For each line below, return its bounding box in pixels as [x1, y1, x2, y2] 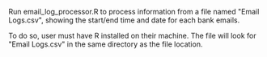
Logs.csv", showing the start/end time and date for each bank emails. [8, 15, 240, 25]
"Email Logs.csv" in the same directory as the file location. [8, 39, 203, 49]
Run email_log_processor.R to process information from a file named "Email [8, 7, 260, 16]
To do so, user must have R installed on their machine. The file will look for [8, 31, 256, 40]
